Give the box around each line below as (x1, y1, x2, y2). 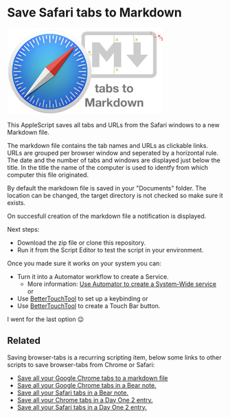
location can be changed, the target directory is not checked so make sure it (7, 191, 223, 199)
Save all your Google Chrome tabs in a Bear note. (16, 381, 157, 389)
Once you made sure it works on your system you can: (7, 259, 161, 267)
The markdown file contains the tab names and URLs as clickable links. (7, 141, 208, 149)
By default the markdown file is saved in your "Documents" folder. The (7, 184, 207, 192)
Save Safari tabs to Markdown (7, 5, 182, 21)
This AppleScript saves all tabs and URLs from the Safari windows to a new (7, 120, 220, 129)
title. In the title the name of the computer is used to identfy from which (7, 163, 208, 171)
